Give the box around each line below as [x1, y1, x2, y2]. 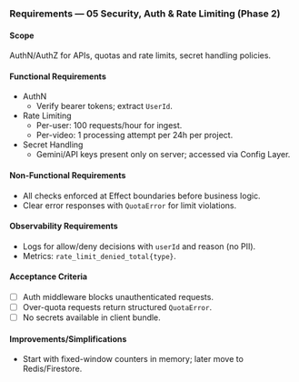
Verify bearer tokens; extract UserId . [35, 101, 173, 112]
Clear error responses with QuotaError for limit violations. [22, 199, 237, 211]
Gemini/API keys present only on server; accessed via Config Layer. [35, 149, 291, 160]
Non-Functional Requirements [9, 169, 126, 180]
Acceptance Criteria [9, 271, 88, 282]
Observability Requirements [9, 221, 118, 232]
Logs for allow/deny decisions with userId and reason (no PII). [22, 240, 256, 252]
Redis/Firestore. [22, 363, 83, 375]
